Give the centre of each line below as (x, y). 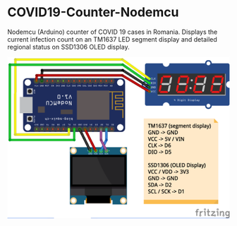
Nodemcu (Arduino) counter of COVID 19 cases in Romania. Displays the (113, 32)
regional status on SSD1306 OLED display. (68, 47)
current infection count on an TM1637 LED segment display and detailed (112, 39)
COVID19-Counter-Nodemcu (93, 12)
